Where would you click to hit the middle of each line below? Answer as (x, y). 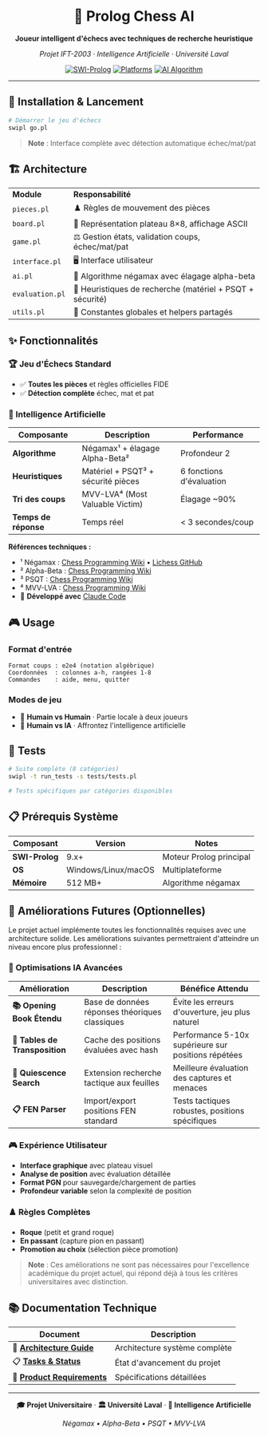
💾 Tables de (35, 1039)
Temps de (32, 517)
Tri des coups (39, 500)
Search (26, 1082)
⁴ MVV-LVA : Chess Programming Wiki (83, 588)
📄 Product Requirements (60, 1378)
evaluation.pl (39, 294)
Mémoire (30, 883)
